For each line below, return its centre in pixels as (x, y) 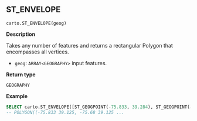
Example (17, 96)
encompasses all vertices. (38, 52)
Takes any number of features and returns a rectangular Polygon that (89, 45)
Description (21, 34)
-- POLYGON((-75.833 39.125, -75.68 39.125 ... (65, 112)
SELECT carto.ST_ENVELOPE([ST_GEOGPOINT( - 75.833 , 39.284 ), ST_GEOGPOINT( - (99, 107)
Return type (21, 74)
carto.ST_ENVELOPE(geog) (36, 23)
